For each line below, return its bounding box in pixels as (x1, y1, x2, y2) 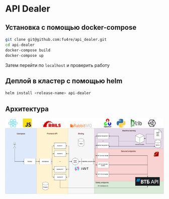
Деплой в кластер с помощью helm (5, 77, 123, 85)
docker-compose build (5, 47, 51, 53)
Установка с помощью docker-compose (5, 23, 137, 32)
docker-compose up (5, 53, 44, 58)
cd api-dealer (5, 42, 35, 47)
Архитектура (5, 104, 49, 113)
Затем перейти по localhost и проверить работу (5, 62, 110, 68)
